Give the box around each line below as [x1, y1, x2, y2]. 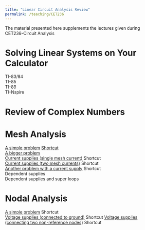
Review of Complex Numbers [5, 106, 125, 117]
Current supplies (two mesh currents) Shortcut [5, 160, 99, 166]
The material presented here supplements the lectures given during [5, 25, 140, 31]
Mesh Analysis [5, 129, 67, 139]
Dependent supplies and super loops [5, 176, 79, 182]
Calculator [5, 57, 48, 69]
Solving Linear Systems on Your [5, 47, 137, 58]
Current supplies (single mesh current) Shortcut [5, 155, 101, 161]
